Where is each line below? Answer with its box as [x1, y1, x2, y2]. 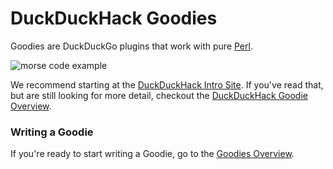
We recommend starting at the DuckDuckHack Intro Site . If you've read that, [10, 78, 324, 91]
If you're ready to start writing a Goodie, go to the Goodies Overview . [10, 148, 295, 160]
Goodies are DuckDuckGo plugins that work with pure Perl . [10, 40, 253, 52]
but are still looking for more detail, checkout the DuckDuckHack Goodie [10, 89, 308, 101]
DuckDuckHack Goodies [10, 7, 218, 30]
